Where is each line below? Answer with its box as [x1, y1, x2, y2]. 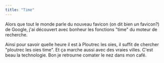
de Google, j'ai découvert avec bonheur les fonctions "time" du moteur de [5, 26, 157, 32]
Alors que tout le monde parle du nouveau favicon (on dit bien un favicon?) [5, 21, 160, 27]
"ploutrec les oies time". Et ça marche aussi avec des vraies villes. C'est [5, 46, 153, 52]
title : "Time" [5, 7, 35, 12]
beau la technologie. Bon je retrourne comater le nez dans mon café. [5, 52, 146, 58]
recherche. [5, 31, 28, 37]
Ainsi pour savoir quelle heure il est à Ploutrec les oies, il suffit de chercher [5, 41, 159, 47]
